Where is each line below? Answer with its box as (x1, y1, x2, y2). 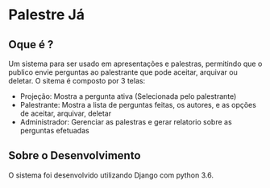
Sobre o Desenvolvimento (8, 149, 141, 162)
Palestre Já (8, 6, 85, 24)
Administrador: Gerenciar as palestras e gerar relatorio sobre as (19, 117, 232, 126)
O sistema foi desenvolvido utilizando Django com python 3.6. (8, 170, 214, 180)
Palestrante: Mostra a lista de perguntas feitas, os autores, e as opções (19, 100, 256, 109)
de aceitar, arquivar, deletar (19, 108, 111, 118)
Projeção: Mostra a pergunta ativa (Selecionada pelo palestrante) (19, 92, 237, 101)
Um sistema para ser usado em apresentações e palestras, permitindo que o (8, 59, 263, 68)
